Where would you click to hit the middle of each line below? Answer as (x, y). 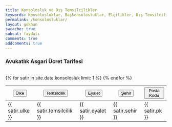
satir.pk (153, 111)
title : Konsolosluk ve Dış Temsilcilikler (51, 10)
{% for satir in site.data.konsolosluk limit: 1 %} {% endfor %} (69, 78)
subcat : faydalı (23, 34)
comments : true (21, 39)
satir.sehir (125, 111)
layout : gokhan (21, 24)
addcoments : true (24, 44)
